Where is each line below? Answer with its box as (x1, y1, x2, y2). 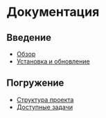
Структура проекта (16, 95, 74, 104)
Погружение (6, 77, 64, 89)
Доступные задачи (16, 103, 73, 111)
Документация (6, 4, 100, 20)
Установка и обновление (16, 57, 91, 66)
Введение (6, 32, 52, 43)
